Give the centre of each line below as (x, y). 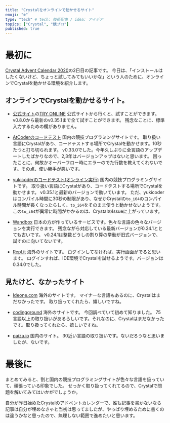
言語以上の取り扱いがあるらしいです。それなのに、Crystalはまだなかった (88, 318)
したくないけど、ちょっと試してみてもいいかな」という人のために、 (76, 77)
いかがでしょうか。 (60, 392)
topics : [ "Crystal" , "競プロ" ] (37, 24)
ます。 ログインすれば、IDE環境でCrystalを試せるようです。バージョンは (88, 258)
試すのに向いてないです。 (39, 241)
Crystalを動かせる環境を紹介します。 (52, 83)
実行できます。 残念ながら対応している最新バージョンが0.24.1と (92, 228)
